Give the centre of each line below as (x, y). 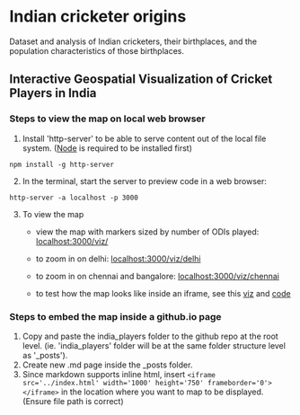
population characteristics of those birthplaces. (97, 50)
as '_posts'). (45, 355)
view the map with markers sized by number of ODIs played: (147, 232)
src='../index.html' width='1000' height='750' (113, 383)
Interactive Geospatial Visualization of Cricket (141, 79)
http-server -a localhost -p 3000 (74, 198)
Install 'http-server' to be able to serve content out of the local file (144, 138)
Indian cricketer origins (98, 17)
